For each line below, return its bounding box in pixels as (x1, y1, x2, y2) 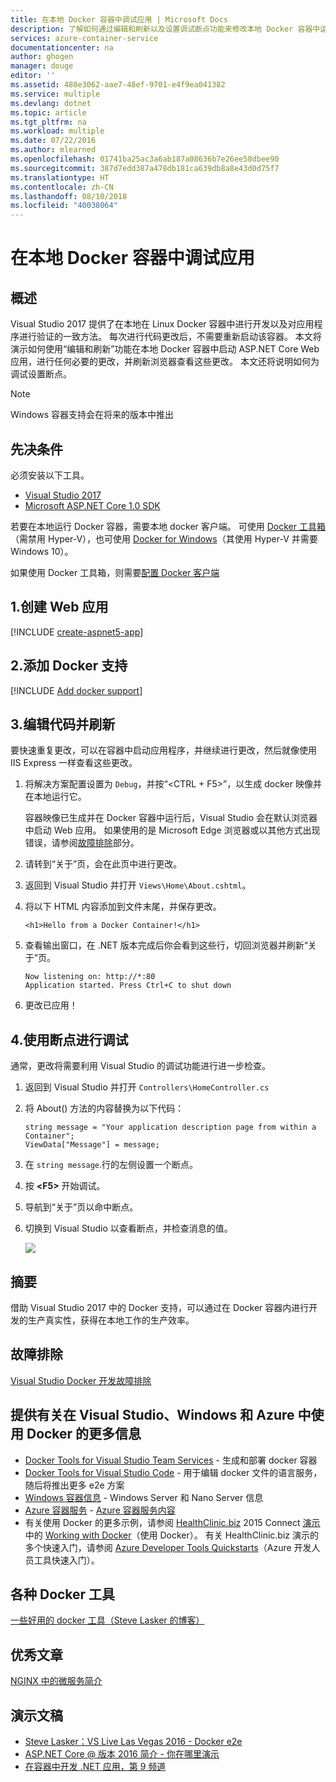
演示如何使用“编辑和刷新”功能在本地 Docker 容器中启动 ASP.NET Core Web (10, 343, 320, 355)
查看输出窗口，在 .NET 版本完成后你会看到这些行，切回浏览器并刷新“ (24, 939, 308, 951)
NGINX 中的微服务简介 (10, 1675, 103, 1687)
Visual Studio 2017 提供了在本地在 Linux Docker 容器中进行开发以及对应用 (10, 318, 315, 330)
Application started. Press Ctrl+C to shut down (24, 981, 232, 991)
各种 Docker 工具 (10, 1586, 116, 1603)
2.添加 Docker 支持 (10, 657, 128, 675)
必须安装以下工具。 (10, 469, 90, 481)
